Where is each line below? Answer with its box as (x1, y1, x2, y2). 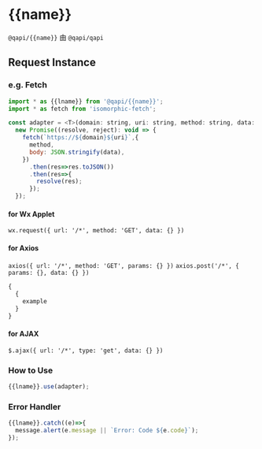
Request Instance (8, 56, 96, 69)
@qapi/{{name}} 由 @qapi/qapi (8, 32, 104, 42)
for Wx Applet (8, 209, 55, 218)
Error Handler (8, 402, 61, 413)
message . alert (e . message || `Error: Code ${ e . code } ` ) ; (15, 427, 199, 435)
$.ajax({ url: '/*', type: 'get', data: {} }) (8, 347, 164, 354)
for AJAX (8, 329, 39, 339)
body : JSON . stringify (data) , (28, 148, 125, 156)
